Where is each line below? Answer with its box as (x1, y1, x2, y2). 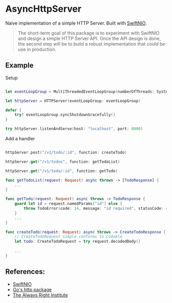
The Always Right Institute (12, 292, 68, 298)
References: (5, 267, 45, 276)
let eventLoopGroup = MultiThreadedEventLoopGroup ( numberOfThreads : (5, 89, 155, 94)
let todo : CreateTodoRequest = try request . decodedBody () (14, 239, 141, 244)
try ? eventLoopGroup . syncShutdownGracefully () (14, 112, 116, 118)
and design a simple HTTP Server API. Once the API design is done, (17, 35, 161, 41)
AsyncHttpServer (5, 3, 82, 15)
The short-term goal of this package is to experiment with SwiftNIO (17, 30, 160, 36)
